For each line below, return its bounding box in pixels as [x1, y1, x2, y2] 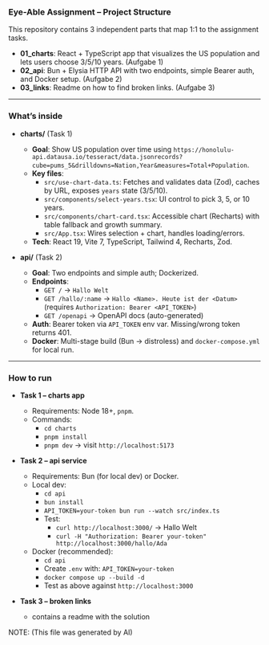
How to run [8, 372, 52, 383]
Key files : [31, 168, 64, 178]
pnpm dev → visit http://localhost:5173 [43, 440, 175, 450]
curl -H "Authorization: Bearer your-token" [55, 533, 207, 541]
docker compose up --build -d [43, 574, 145, 582]
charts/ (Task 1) [19, 129, 73, 138]
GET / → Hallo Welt [43, 284, 110, 295]
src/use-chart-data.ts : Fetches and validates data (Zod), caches [43, 177, 260, 186]
